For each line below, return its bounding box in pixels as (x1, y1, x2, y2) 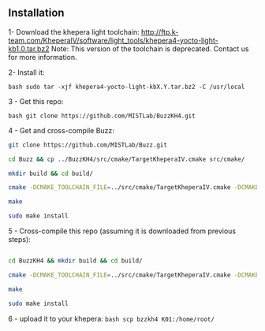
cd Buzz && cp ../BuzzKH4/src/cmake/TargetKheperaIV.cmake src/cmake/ (8, 155, 245, 163)
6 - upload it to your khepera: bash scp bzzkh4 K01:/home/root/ (8, 314, 215, 323)
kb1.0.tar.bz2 (8, 43, 50, 54)
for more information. (8, 52, 77, 61)
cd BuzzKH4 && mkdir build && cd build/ (8, 257, 144, 265)
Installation (8, 6, 65, 20)
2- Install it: (8, 67, 45, 77)
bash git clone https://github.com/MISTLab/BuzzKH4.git (8, 112, 196, 120)
